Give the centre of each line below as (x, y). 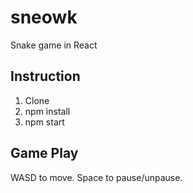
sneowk (44, 17)
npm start (44, 122)
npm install (47, 111)
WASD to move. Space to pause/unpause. (96, 177)
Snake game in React (54, 45)
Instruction (45, 76)
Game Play (44, 153)
